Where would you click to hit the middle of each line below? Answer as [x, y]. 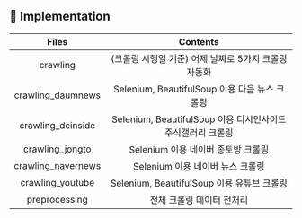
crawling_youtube [58, 182]
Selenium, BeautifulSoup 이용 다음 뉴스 [194, 89]
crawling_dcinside [58, 125]
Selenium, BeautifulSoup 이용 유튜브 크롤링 [199, 183]
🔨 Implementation [60, 17]
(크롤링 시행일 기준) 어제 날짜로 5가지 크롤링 [199, 58]
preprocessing [57, 199]
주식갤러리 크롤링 [199, 133]
